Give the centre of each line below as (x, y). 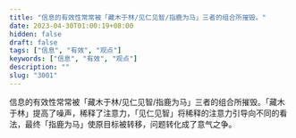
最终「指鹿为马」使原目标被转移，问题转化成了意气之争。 (131, 124)
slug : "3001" (34, 76)
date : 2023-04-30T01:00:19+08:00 (72, 26)
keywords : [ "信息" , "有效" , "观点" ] (73, 59)
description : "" (39, 68)
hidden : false (36, 34)
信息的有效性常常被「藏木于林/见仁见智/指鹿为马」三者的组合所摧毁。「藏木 (148, 101)
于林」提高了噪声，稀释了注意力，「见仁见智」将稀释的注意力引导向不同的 (144, 113)
